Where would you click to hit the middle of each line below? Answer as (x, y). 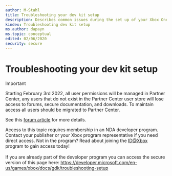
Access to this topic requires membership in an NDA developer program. (82, 130)
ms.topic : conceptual (28, 34)
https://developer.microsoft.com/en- (99, 162)
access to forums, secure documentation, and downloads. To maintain (79, 104)
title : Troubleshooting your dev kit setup (52, 15)
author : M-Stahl (23, 10)
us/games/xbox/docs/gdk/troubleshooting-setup (57, 168)
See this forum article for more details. (46, 119)
